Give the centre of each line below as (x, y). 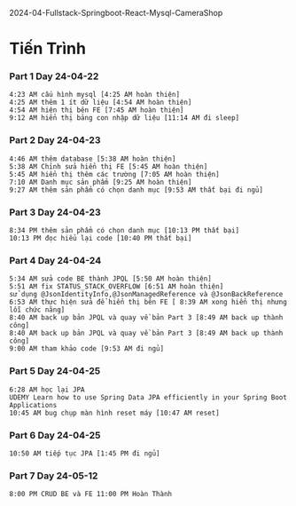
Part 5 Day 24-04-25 (55, 371)
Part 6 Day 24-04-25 (55, 435)
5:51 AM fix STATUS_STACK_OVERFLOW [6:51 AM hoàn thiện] (117, 287)
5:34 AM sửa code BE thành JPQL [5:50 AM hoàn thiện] (111, 279)
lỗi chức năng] (37, 310)
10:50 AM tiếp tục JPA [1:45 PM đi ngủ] (85, 453)
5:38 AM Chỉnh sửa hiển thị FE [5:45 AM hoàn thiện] (109, 166)
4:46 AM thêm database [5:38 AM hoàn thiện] (93, 159)
